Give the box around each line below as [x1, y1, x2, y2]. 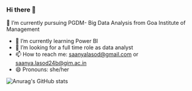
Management [6, 25, 40, 33]
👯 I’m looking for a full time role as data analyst [15, 44, 133, 51]
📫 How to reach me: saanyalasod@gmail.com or [15, 51, 139, 58]
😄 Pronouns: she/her [15, 66, 69, 73]
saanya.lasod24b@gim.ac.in [15, 59, 87, 67]
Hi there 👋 [6, 5, 37, 14]
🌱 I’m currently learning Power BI [15, 38, 98, 45]
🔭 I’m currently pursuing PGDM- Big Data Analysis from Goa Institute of [6, 19, 186, 27]
